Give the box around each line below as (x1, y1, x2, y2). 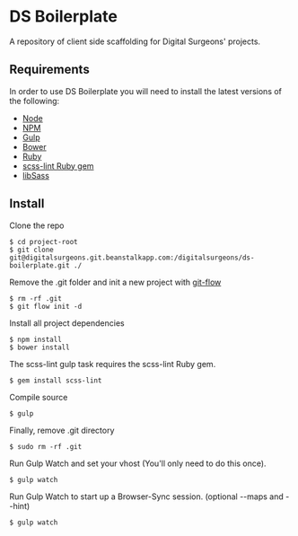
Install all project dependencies (9, 317, 125, 329)
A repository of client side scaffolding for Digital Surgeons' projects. (9, 36, 261, 47)
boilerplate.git (9, 260, 70, 270)
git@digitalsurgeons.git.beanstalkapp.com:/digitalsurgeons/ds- (9, 253, 255, 262)
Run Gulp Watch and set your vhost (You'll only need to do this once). (9, 458, 267, 469)
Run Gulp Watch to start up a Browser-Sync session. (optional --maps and (9, 491, 285, 502)
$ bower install (9, 343, 70, 352)
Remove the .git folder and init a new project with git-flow (9, 277, 222, 287)
